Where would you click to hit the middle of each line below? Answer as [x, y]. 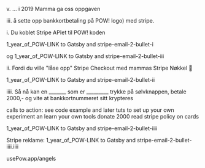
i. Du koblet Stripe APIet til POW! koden [56, 32]
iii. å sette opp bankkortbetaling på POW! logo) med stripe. [80, 20]
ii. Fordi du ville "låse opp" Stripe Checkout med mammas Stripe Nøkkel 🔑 [99, 68]
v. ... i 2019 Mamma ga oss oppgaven [53, 9]
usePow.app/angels [31, 159]
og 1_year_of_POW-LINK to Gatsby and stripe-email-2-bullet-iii [85, 56]
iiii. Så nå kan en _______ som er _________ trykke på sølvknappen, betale [96, 92]
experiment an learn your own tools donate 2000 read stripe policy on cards [103, 116]
